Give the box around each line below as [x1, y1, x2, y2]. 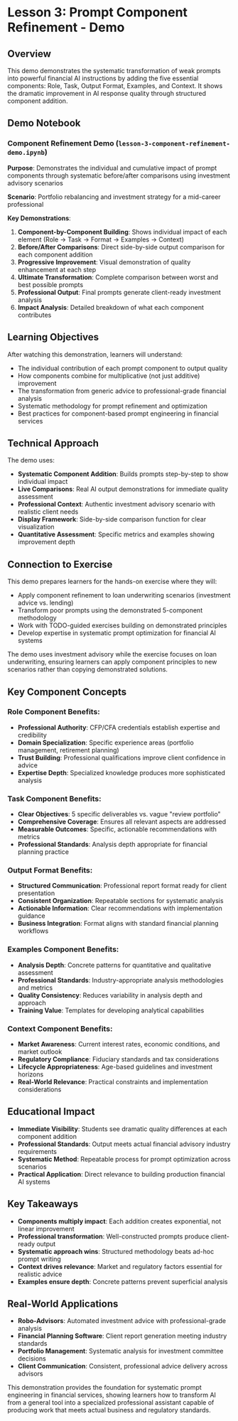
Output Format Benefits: [7, 865, 93, 875]
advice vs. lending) [17, 598, 74, 607]
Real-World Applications [7, 1298, 119, 1310]
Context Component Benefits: [7, 1024, 113, 1034]
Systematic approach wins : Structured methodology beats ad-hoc [17, 1247, 215, 1255]
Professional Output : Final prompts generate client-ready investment [17, 288, 222, 296]
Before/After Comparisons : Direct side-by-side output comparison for [17, 242, 225, 251]
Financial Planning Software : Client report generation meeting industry [17, 1331, 227, 1340]
